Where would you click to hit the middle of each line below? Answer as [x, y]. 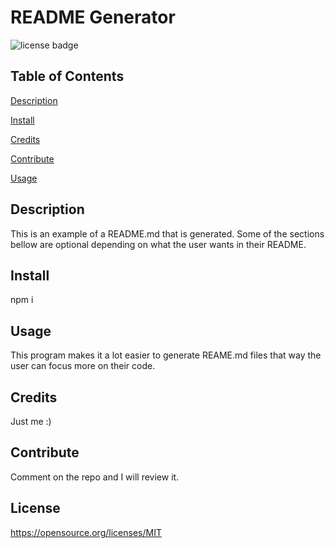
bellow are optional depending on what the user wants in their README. [158, 244]
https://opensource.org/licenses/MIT [86, 532]
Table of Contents [67, 76]
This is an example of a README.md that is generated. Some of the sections [167, 233]
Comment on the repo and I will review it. [95, 477]
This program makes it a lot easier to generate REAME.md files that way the [166, 355]
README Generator [93, 17]
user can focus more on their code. [83, 366]
